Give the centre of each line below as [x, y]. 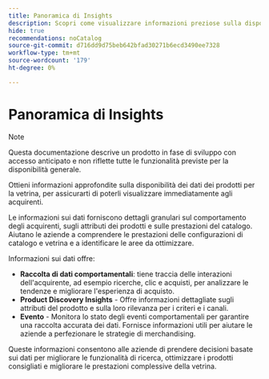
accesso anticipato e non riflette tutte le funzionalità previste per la [118, 160]
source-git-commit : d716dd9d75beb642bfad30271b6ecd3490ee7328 [114, 46]
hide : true [26, 30]
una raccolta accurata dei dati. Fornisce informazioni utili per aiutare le [136, 325]
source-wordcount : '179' [50, 61]
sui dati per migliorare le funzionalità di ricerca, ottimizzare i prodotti [121, 357]
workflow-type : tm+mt [44, 53]
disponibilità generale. [45, 169]
